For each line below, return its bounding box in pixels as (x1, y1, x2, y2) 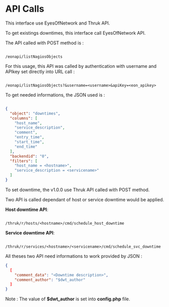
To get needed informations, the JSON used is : (5, 91, 106, 98)
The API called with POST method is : (5, 39, 84, 46)
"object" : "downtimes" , (10, 111, 60, 116)
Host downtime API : (5, 206, 49, 212)
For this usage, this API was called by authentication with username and (5, 63, 157, 69)
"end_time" (14, 144, 38, 149)
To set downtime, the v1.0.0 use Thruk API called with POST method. (5, 186, 150, 193)
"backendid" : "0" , (10, 154, 50, 159)
